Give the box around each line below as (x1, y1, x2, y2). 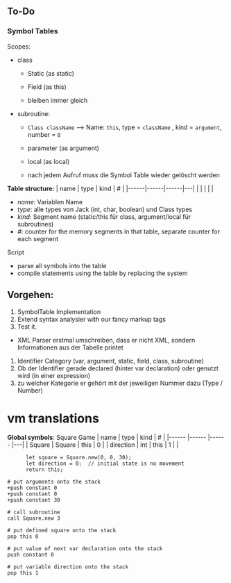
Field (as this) (27, 83, 67, 91)
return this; (25, 466, 64, 473)
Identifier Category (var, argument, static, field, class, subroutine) (17, 356, 205, 365)
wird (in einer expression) (17, 371, 91, 379)
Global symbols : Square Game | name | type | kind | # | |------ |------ (7, 434, 207, 442)
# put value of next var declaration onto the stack (7, 545, 163, 552)
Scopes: (7, 42, 31, 51)
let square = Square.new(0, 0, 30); (25, 454, 132, 461)
